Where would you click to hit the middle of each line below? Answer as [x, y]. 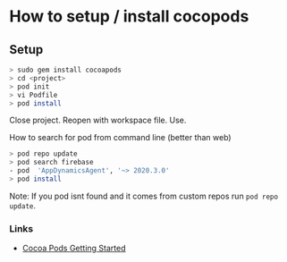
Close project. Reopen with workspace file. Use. [98, 120]
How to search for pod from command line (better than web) [120, 138]
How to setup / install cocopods [129, 17]
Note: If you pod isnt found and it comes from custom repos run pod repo [144, 196]
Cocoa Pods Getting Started [74, 249]
